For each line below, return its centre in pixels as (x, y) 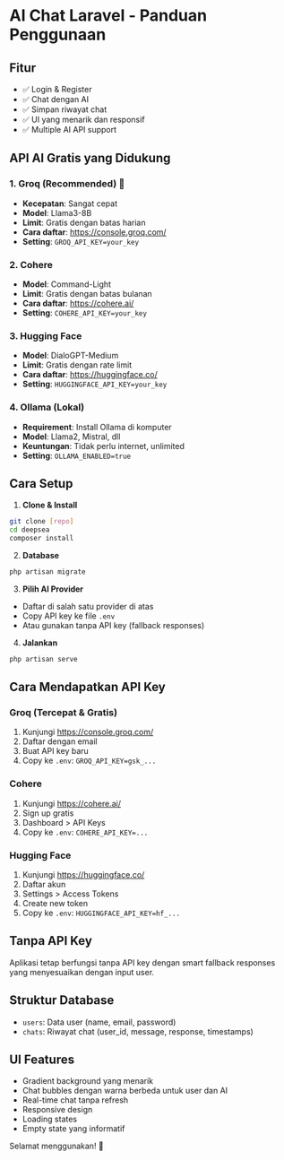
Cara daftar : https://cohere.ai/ (78, 303)
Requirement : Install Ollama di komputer (97, 427)
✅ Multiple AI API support (69, 130)
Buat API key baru (56, 751)
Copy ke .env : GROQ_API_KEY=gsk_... (89, 761)
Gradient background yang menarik (88, 1081)
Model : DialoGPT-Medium (70, 356)
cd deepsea (30, 530)
